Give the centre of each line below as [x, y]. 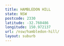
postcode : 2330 [20, 18]
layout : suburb [20, 36]
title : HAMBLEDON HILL [28, 9]
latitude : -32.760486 [27, 23]
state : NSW [16, 14]
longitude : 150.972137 [28, 27]
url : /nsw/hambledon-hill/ [32, 32]
